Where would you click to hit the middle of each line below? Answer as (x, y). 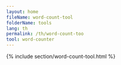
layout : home (22, 12)
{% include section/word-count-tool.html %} (61, 56)
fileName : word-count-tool (40, 17)
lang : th (17, 28)
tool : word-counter (30, 39)
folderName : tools (29, 23)
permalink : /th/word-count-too (45, 34)
